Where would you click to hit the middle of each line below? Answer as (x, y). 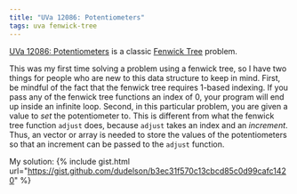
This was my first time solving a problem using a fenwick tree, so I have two (148, 69)
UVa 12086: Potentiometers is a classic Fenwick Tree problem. (124, 51)
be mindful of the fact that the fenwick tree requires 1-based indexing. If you (149, 87)
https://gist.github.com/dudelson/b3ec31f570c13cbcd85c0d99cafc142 (157, 171)
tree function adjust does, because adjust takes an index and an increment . (148, 125)
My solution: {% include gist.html (70, 161)
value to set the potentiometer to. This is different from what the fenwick (142, 116)
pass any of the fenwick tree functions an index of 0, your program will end (147, 97)
